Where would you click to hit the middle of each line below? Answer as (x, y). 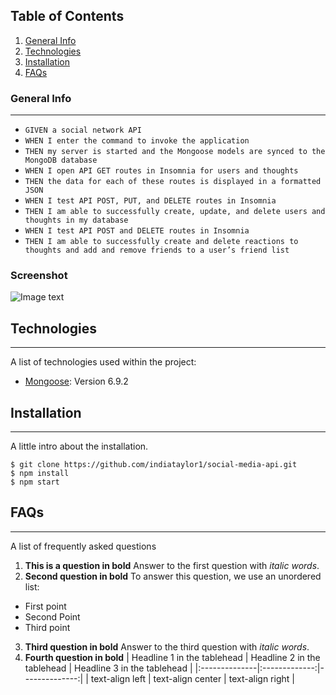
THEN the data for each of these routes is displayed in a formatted (173, 182)
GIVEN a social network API (83, 130)
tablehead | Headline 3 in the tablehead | (108, 668)
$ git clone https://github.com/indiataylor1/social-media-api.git (154, 465)
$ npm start (35, 482)
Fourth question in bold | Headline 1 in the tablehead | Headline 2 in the (172, 657)
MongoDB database (61, 160)
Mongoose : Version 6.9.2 (76, 381)
